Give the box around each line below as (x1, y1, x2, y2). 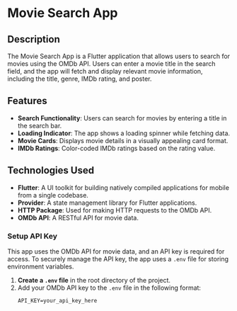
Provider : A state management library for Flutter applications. (17, 198, 197, 207)
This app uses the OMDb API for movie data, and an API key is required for (7, 247, 225, 256)
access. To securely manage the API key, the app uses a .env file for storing (7, 254, 229, 263)
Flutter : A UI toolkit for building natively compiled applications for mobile (17, 183, 230, 192)
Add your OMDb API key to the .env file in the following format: (17, 283, 202, 292)
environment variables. (7, 262, 74, 271)
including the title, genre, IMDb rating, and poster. (7, 74, 152, 83)
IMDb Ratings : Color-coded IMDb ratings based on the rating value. (17, 144, 216, 152)
